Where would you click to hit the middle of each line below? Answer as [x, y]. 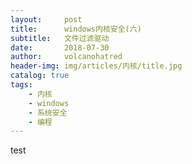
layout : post [46, 19]
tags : [21, 85]
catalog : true [40, 76]
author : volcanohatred [66, 57]
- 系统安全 [48, 112]
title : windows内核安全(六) [76, 29]
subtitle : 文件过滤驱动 [60, 38]
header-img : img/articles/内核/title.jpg [96, 66]
